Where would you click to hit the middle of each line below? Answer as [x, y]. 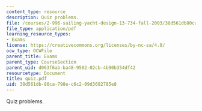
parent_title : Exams [32, 56]
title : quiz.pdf [26, 79]
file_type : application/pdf [41, 28]
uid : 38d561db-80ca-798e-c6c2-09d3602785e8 [62, 85]
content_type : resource [36, 12]
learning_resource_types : [38, 34]
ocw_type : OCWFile [29, 51]
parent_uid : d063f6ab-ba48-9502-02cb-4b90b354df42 [71, 67]
